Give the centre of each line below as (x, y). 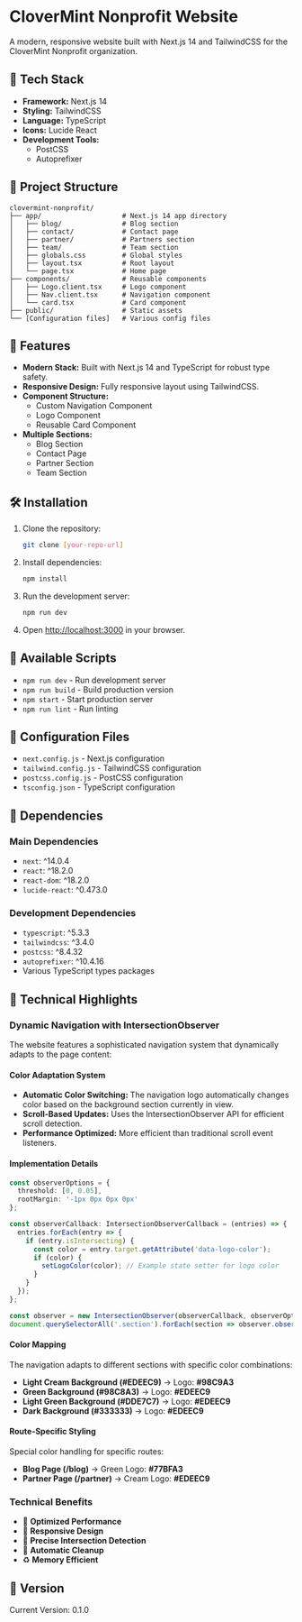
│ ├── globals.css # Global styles (96, 255)
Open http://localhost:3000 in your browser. (104, 629)
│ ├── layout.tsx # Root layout (92, 263)
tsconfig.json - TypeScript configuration (98, 787)
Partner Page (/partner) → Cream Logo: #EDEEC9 (116, 1478)
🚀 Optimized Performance (72, 1522)
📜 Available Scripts (63, 659)
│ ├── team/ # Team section (94, 247)
